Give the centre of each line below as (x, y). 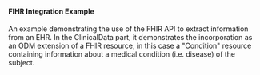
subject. (22, 63)
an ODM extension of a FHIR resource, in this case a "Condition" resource (130, 46)
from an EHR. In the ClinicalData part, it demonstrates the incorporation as (130, 37)
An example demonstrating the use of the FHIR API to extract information (128, 29)
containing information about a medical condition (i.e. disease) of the (122, 54)
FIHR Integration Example (51, 11)
